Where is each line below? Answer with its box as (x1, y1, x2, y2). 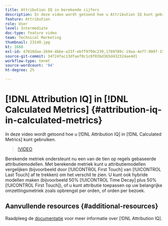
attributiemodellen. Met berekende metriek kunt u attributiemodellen (5, 161, 146, 167)
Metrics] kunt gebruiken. (5, 136, 56, 142)
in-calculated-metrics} (5, 115, 102, 126)
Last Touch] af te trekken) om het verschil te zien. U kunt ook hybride (5, 172, 148, 178)
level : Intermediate (5, 26, 48, 31)
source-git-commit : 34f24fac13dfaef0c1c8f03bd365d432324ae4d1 (5, 53, 137, 59)
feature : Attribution (5, 16, 50, 21)
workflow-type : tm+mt (5, 58, 50, 63)
